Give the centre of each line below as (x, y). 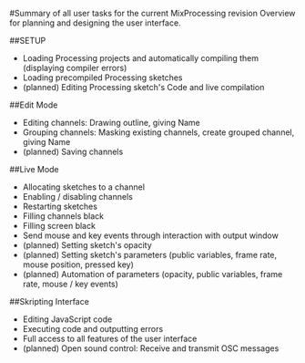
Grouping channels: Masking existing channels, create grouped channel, (158, 132)
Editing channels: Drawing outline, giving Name (111, 123)
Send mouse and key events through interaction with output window (151, 235)
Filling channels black (63, 216)
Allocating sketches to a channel (84, 187)
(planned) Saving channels (73, 151)
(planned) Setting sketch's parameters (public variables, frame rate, (150, 255)
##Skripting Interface (49, 301)
